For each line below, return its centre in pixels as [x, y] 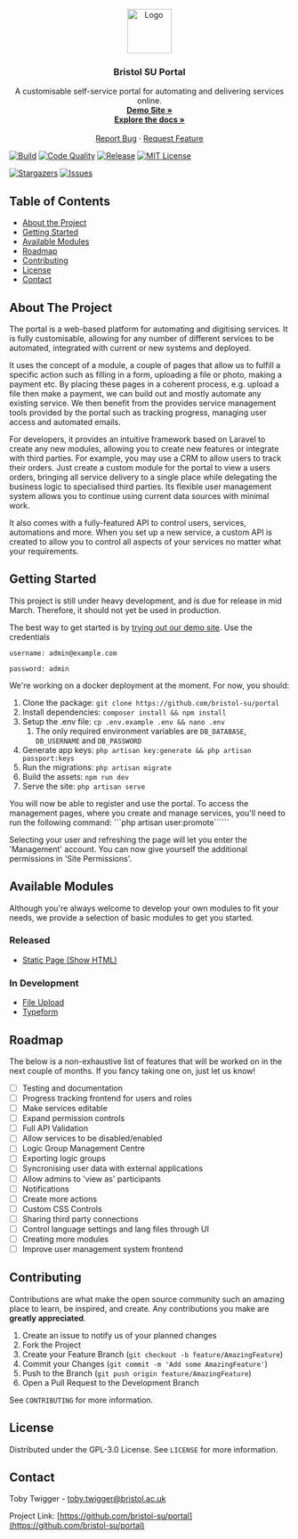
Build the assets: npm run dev [75, 776]
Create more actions [60, 1199]
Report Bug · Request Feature [149, 139]
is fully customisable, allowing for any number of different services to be [141, 338]
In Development [44, 983]
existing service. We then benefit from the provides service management [143, 403]
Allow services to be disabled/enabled [92, 1138]
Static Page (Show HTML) [69, 960]
